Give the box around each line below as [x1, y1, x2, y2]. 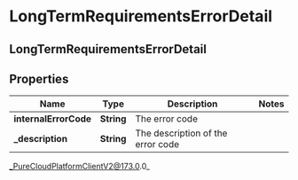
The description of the [135, 127, 228, 139]
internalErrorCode [13, 113, 91, 125]
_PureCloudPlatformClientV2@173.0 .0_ [9, 161, 151, 172]
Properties [9, 71, 69, 86]
